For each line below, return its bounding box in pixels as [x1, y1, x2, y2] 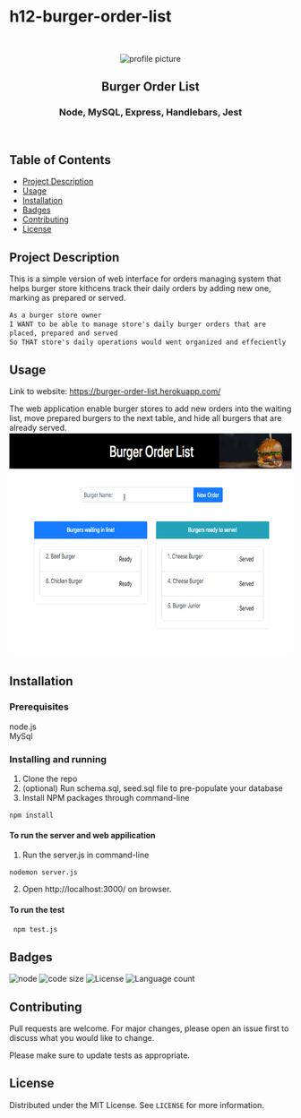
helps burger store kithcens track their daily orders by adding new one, [9, 283, 271, 294]
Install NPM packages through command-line [21, 793, 190, 804]
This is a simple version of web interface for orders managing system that [9, 273, 282, 284]
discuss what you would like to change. [9, 1033, 155, 1044]
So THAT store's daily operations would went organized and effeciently [9, 338, 287, 347]
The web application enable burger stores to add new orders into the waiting [9, 403, 292, 414]
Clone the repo [21, 773, 78, 785]
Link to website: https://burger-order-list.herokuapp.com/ [9, 386, 221, 397]
